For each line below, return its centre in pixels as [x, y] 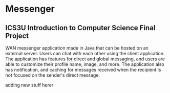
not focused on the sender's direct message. [53, 75]
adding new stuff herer [29, 85]
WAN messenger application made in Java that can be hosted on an [77, 48]
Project [17, 36]
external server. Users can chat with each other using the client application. [85, 53]
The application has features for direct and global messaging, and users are [85, 59]
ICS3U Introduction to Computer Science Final [80, 28]
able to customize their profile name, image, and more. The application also [85, 64]
